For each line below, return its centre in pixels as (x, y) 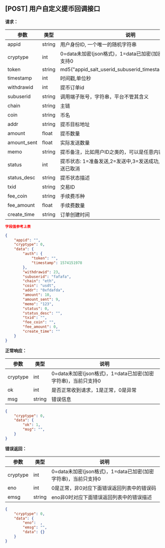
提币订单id (72, 87)
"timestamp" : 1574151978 (57, 263)
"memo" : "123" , (38, 304)
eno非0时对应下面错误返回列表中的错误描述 (102, 497)
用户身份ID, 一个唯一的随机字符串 (98, 44)
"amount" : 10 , (37, 295)
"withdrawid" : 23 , (41, 272)
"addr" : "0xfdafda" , (44, 290)
